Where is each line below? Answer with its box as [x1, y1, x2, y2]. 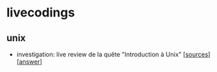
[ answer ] [16, 58, 43, 66]
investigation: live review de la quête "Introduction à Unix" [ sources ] [16, 50, 211, 58]
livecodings [6, 5, 75, 21]
